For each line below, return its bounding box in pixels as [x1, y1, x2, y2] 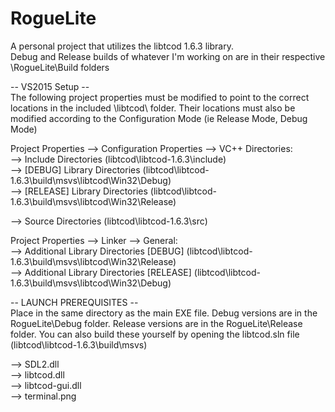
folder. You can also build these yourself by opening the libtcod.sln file [10, 328, 300, 340]
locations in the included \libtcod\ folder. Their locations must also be [10, 102, 296, 114]
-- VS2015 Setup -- [10, 80, 90, 92]
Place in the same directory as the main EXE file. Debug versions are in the [10, 307, 318, 319]
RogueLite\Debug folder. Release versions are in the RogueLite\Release [10, 317, 303, 329]
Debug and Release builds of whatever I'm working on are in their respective [10, 50, 326, 62]
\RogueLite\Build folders [10, 61, 110, 73]
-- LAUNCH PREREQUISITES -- [10, 296, 139, 308]
